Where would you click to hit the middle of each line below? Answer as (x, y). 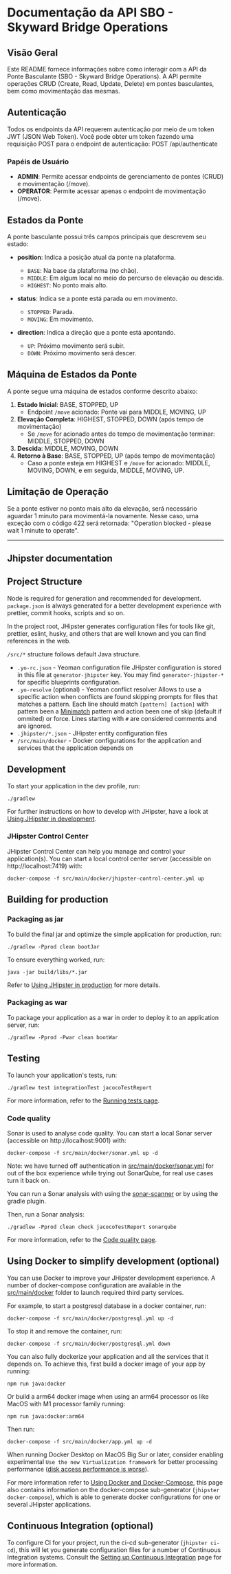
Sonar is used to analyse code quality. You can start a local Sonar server (110, 1133)
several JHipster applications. (49, 1504)
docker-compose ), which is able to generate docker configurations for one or (114, 1497)
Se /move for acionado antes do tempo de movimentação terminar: (121, 434)
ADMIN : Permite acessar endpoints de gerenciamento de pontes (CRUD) (120, 177)
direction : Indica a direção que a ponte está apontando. (96, 332)
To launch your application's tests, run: (62, 1075)
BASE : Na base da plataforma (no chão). (83, 270)
